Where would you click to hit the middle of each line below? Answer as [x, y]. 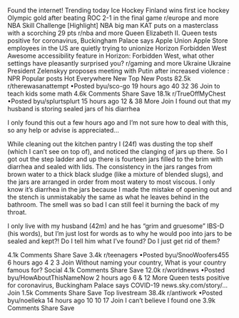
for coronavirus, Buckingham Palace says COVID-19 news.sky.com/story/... [118, 285]
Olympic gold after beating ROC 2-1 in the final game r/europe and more [113, 18]
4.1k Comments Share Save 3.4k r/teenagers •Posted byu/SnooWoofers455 [118, 255]
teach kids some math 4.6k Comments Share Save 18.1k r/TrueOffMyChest [117, 93]
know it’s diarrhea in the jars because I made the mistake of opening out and [119, 189]
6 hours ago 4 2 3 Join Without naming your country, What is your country [117, 262]
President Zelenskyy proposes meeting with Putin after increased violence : [118, 71]
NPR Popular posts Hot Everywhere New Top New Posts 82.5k [99, 78]
